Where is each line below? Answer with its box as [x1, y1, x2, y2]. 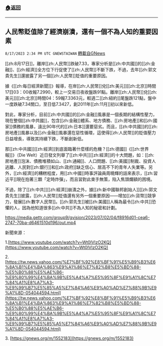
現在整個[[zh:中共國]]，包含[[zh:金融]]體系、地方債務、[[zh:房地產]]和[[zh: [5, 118, 153, 124]
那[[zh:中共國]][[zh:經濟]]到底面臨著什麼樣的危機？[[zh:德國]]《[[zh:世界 [5, 146, 149, 152]
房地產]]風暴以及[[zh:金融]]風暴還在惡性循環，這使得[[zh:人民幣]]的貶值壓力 [5, 130, 156, 136]
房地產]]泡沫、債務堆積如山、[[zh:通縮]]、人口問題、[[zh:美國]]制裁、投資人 [5, 158, 156, 164]
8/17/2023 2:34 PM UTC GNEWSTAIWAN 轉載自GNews [5, 50, 105, 56]
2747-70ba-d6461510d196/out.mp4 [5, 220, 76, 226]
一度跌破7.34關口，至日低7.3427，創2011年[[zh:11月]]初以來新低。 [5, 101, 137, 107]
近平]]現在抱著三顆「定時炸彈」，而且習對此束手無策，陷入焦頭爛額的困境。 [5, 176, 155, 182]
